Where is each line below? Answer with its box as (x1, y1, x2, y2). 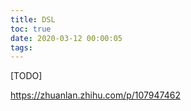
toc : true (10, 24, 52, 34)
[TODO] (10, 70, 43, 82)
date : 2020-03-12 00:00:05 (10, 33, 123, 43)
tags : (10, 42, 33, 53)
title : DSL (10, 14, 56, 25)
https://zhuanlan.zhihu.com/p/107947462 (10, 89, 181, 101)
